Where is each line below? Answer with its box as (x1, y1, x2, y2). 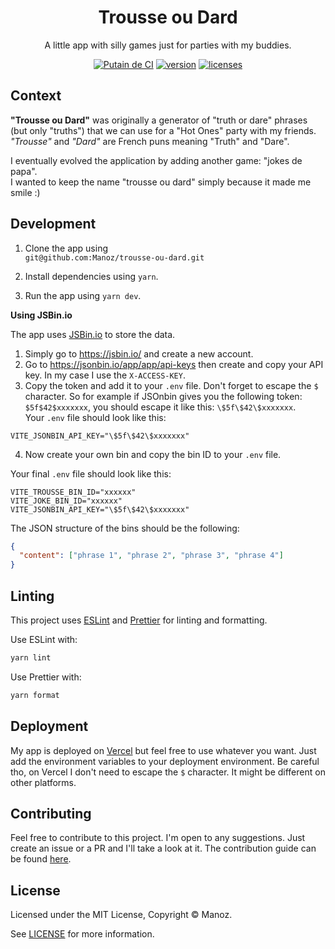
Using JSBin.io (10, 309, 73, 321)
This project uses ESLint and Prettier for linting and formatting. (10, 614, 268, 626)
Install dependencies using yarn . (24, 270, 159, 282)
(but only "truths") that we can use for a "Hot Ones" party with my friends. (10, 124, 317, 136)
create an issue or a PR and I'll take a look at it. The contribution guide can (10, 842, 317, 855)
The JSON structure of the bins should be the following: (10, 522, 240, 534)
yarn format (10, 690, 60, 700)
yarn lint (10, 653, 52, 663)
